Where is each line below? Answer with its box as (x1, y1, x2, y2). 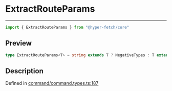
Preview (5, 39, 32, 48)
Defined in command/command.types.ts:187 (5, 80, 99, 86)
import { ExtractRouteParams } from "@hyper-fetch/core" (5, 25, 130, 30)
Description (5, 66, 44, 75)
